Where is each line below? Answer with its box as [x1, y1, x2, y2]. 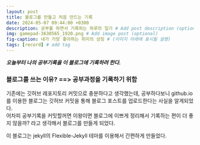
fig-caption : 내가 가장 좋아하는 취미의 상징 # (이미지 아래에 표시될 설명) [6, 36, 171, 42]
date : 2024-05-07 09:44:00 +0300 [6, 20, 89, 26]
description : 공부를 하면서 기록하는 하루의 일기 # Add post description [6, 25, 174, 31]
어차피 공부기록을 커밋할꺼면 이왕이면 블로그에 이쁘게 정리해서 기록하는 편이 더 [6, 112, 187, 119]
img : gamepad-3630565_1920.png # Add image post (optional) [6, 31, 159, 37]
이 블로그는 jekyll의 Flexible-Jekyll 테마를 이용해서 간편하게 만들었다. [6, 132, 167, 140]
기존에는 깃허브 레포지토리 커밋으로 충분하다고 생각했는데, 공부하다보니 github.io [6, 90, 193, 97]
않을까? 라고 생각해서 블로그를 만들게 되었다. [12, 119, 115, 127]
